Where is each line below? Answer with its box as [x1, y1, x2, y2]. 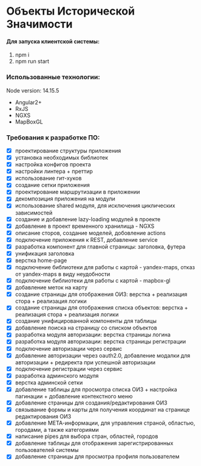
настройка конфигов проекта [15, 161, 91, 168]
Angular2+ [15, 99, 42, 106]
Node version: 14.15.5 [6, 86, 60, 94]
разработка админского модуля [15, 372, 99, 379]
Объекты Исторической [6, 4, 135, 18]
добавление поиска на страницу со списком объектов [15, 324, 157, 331]
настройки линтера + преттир [15, 168, 93, 175]
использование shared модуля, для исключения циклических [15, 202, 175, 210]
